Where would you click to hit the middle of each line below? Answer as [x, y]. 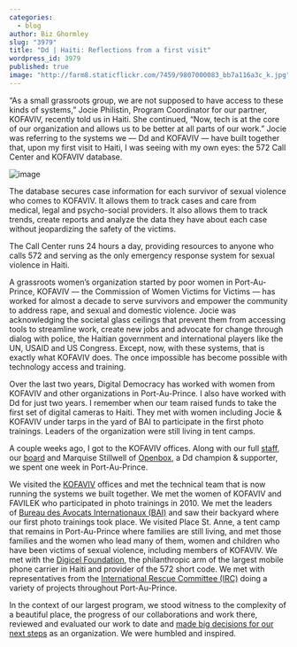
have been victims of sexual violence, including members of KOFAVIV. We [143, 550]
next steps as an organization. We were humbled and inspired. [123, 633]
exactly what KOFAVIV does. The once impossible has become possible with [148, 357]
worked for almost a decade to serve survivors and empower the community [148, 300]
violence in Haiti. [39, 265]
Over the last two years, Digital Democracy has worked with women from [142, 384]
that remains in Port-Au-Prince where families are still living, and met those [145, 531]
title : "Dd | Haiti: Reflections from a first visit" [110, 51]
